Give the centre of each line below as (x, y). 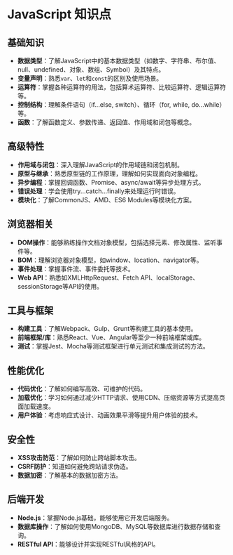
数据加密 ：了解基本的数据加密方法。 (70, 476)
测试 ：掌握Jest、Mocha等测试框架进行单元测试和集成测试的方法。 (113, 346)
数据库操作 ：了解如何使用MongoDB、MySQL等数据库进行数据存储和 (116, 526)
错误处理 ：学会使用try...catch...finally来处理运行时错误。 (98, 191)
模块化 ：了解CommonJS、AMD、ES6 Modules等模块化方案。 (106, 200)
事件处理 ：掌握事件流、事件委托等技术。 (76, 268)
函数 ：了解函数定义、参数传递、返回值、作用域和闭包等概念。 (106, 122)
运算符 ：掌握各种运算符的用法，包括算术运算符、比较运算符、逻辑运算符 (121, 87)
